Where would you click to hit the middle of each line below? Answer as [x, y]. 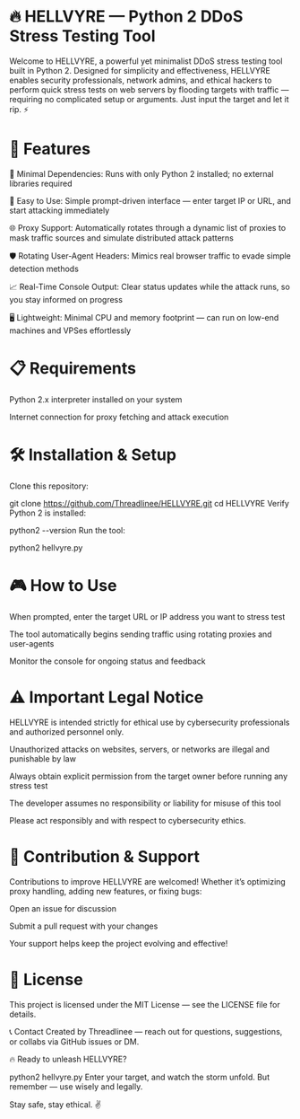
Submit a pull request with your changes [84, 926]
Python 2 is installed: [48, 513]
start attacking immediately [60, 210]
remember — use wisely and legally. [76, 1086]
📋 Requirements [73, 369]
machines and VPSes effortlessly [70, 330]
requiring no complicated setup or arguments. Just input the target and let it [149, 99]
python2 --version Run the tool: [67, 530]
